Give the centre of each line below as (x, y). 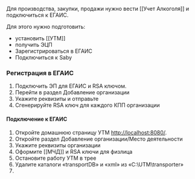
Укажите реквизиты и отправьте (57, 99)
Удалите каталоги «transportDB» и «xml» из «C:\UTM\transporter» (99, 164)
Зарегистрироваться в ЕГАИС (53, 51)
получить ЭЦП (34, 45)
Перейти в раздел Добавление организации (72, 93)
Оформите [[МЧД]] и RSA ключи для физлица (74, 151)
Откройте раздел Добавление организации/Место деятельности (99, 139)
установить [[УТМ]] (40, 38)
